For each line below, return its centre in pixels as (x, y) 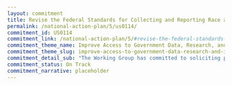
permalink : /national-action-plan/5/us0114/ (72, 26)
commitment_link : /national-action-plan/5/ (71, 39)
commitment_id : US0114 (40, 33)
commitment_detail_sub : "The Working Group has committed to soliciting (114, 58)
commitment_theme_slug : (41, 52)
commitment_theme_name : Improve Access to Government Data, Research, (111, 45)
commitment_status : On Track (49, 64)
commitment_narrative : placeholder (58, 71)
